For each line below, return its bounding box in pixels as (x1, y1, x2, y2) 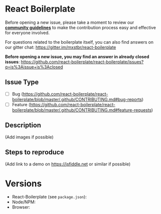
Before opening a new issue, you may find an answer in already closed (5, 53, 149, 59)
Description (5, 121, 41, 130)
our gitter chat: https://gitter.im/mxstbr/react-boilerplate (5, 44, 116, 50)
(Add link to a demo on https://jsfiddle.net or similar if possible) (5, 161, 131, 167)
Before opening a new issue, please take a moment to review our (5, 19, 134, 25)
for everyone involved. (5, 30, 50, 35)
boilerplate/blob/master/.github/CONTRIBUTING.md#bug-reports (12, 96, 142, 102)
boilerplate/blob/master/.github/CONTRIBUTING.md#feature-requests (12, 107, 152, 113)
